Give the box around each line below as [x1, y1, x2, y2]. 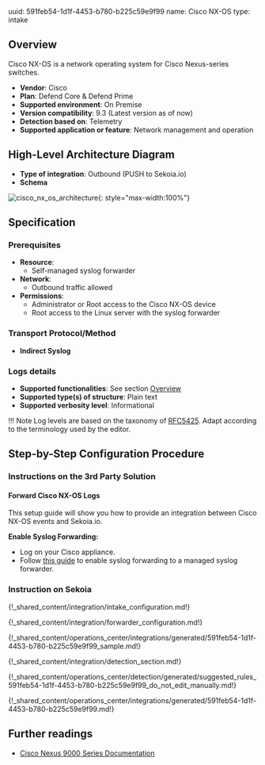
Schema [19, 178, 48, 187]
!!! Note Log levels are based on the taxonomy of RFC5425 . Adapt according [8, 415, 257, 425]
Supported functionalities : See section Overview [19, 384, 182, 393]
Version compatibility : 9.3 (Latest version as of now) [19, 108, 194, 117]
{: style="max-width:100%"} [97, 193, 191, 202]
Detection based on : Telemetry [19, 117, 123, 126]
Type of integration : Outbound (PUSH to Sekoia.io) [19, 169, 187, 178]
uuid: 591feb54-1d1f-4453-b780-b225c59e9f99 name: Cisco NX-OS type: [8, 7, 251, 16]
